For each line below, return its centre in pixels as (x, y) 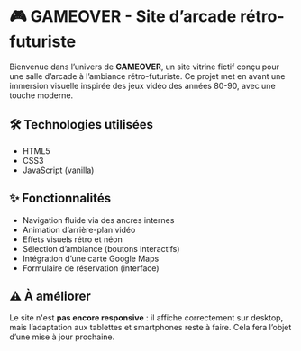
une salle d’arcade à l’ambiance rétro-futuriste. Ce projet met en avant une (147, 76)
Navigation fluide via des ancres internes (98, 220)
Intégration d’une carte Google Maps (91, 258)
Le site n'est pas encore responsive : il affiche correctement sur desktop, (146, 318)
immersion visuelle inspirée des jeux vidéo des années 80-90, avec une (143, 85)
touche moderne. (41, 95)
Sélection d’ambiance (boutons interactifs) (101, 248)
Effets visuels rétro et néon (73, 239)
